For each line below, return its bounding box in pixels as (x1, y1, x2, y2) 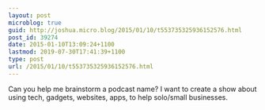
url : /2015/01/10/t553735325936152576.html (8, 63, 154, 71)
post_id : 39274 (8, 33, 59, 42)
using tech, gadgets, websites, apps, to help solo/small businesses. (8, 92, 228, 102)
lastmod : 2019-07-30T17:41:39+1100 (8, 48, 126, 56)
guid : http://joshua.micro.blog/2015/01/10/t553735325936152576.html (8, 26, 243, 34)
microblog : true (8, 19, 62, 27)
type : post (8, 56, 44, 64)
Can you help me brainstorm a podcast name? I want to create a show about (8, 84, 257, 93)
